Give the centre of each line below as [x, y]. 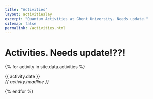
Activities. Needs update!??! [65, 53]
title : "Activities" [27, 10]
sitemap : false [21, 24]
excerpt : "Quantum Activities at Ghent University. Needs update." [77, 19]
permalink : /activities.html [35, 28]
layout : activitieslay [29, 14]
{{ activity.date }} [23, 77]
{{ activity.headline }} [27, 82]
